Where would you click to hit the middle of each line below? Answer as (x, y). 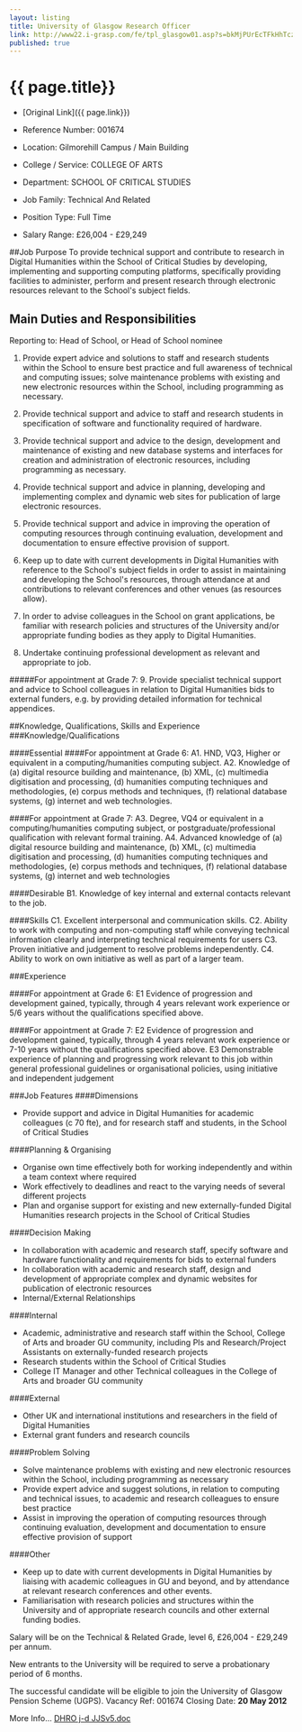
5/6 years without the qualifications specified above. (107, 1013)
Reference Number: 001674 (73, 130)
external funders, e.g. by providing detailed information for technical (136, 699)
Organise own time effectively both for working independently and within (157, 1167)
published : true (40, 43)
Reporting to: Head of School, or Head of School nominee (116, 340)
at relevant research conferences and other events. (117, 1591)
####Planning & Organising (60, 1150)
